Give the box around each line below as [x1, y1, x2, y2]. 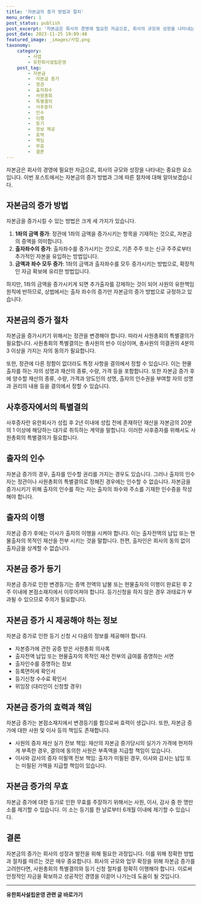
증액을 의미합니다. [21, 238, 64, 245]
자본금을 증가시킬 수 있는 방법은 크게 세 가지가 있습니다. [6, 217, 136, 224]
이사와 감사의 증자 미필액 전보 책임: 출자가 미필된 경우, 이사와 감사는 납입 [14, 755, 185, 761]
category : [17, 48, 42, 54]
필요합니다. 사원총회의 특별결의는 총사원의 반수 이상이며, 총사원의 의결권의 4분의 [6, 339, 194, 347]
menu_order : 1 [6, 14, 42, 20]
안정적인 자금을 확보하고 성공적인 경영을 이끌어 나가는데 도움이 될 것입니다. [6, 872, 182, 879]
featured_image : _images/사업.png [6, 37, 90, 43]
